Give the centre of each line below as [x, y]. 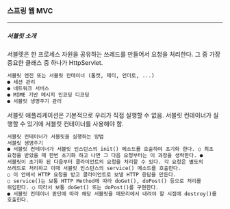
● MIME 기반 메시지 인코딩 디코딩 [48, 95]
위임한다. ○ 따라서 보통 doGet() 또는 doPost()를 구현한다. [83, 187]
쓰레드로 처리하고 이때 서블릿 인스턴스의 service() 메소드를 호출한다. [94, 169]
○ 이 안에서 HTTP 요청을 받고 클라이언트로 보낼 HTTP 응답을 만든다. [92, 175]
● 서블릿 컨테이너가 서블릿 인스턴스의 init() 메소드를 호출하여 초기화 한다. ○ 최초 [111, 149]
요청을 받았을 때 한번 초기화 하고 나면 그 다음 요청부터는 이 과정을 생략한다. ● [105, 156]
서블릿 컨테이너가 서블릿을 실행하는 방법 [55, 137]
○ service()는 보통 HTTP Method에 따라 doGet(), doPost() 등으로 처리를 [104, 181]
